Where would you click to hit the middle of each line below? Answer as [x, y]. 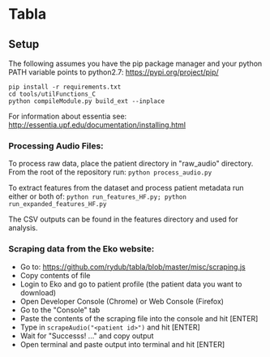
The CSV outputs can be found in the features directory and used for [123, 219]
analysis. [23, 228]
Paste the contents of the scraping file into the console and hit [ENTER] [139, 318]
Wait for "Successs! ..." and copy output [87, 335]
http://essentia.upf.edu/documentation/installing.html [97, 125]
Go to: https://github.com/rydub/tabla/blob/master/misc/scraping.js [133, 267]
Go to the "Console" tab [60, 310]
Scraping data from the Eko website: [81, 249]
